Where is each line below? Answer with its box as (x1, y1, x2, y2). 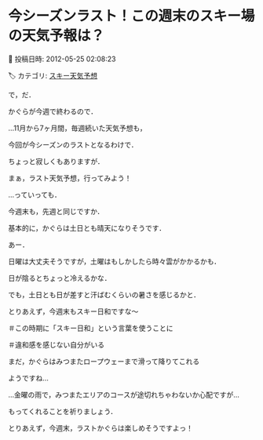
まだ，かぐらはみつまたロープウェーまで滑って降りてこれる (8, 356, 200, 365)
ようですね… (8, 373, 49, 383)
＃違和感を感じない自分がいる (8, 340, 104, 349)
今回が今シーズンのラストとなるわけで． (8, 140, 139, 149)
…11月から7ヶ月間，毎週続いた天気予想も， (8, 123, 147, 133)
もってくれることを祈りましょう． (8, 406, 118, 416)
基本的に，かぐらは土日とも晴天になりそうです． (8, 223, 166, 232)
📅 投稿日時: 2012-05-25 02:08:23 (8, 54, 116, 64)
